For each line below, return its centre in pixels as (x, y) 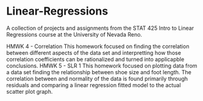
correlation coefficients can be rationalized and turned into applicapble (95, 59)
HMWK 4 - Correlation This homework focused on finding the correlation (98, 46)
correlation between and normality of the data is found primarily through (97, 78)
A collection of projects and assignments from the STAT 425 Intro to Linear (100, 28)
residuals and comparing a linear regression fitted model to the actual (94, 85)
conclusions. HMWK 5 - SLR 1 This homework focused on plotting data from (102, 66)
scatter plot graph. (30, 91)
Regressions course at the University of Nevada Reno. (74, 34)
